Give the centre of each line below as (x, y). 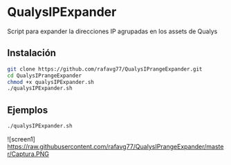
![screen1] (21, 139)
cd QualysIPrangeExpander (44, 76)
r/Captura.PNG (28, 154)
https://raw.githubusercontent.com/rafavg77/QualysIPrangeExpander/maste (115, 146)
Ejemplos (28, 110)
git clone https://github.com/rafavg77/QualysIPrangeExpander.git (105, 69)
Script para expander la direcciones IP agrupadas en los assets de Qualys (112, 31)
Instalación (32, 53)
